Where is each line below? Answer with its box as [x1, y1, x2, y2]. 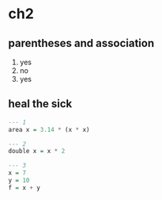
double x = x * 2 [8, 148, 66, 156]
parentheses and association [8, 37, 155, 50]
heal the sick [8, 97, 73, 111]
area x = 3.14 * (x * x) [8, 125, 90, 133]
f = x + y [8, 183, 41, 191]
